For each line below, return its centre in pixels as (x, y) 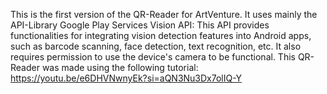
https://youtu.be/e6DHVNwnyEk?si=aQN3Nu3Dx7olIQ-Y (126, 78)
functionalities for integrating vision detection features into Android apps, (161, 35)
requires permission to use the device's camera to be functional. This (153, 57)
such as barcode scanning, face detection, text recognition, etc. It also (156, 46)
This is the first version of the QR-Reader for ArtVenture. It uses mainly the (164, 14)
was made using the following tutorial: (120, 67)
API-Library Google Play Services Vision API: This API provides (140, 25)
